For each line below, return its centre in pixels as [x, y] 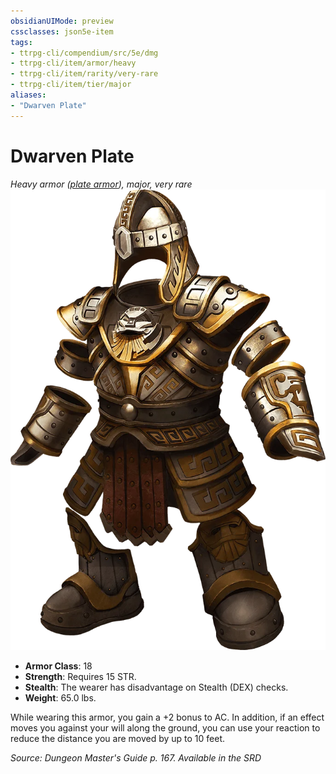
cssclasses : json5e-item [62, 31]
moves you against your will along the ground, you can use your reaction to [165, 728]
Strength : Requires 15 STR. [80, 677]
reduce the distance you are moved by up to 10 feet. [118, 739]
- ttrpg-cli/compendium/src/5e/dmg [84, 53]
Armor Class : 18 [58, 666]
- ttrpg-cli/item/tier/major [71, 85]
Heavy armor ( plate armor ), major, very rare [101, 184]
